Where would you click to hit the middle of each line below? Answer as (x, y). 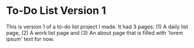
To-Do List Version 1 (56, 11)
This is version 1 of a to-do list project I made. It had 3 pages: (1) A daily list (97, 27)
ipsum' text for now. (30, 39)
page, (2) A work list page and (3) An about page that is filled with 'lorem (95, 32)
